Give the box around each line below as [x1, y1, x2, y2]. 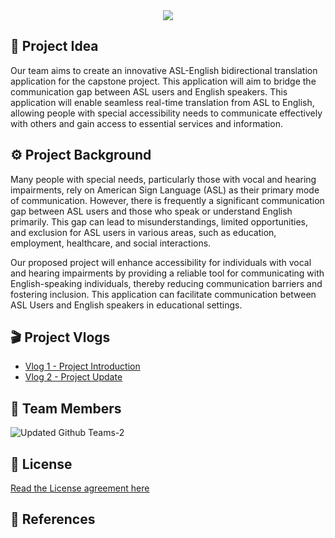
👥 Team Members [10, 400, 122, 417]
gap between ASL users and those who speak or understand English [10, 205, 293, 217]
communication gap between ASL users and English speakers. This [10, 85, 288, 98]
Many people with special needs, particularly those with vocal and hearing [10, 173, 317, 185]
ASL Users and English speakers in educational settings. [10, 299, 243, 311]
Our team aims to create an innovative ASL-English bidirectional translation [10, 64, 318, 76]
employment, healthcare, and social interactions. [10, 237, 212, 249]
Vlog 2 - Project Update [24, 371, 123, 383]
